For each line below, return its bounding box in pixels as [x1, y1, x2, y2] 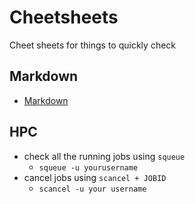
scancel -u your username [38, 184, 147, 194]
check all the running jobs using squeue [23, 150, 186, 162]
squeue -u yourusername [38, 162, 139, 173]
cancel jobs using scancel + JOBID [23, 171, 167, 183]
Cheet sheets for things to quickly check [9, 39, 176, 51]
